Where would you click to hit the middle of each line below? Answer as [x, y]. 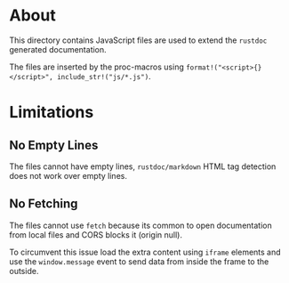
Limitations [52, 113]
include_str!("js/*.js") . [104, 76]
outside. [24, 271]
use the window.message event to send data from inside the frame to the [139, 261]
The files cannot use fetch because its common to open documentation [141, 225]
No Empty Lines [54, 145]
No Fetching [44, 204]
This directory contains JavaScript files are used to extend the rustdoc [138, 40]
